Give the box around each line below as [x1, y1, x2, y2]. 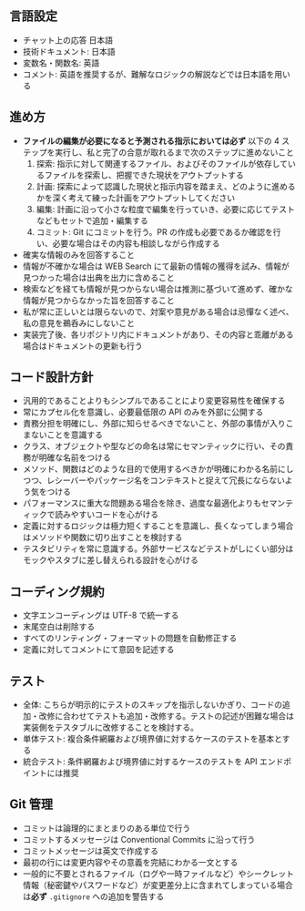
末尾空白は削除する [22, 621, 96, 632]
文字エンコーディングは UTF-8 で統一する [22, 609, 179, 621]
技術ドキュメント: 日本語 [22, 46, 116, 56]
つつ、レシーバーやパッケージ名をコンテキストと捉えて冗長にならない [22, 475, 285, 486]
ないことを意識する [30, 429, 103, 440]
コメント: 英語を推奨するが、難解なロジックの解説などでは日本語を [22, 68, 275, 79]
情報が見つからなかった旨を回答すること [22, 294, 175, 305]
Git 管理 [9, 796, 54, 813]
